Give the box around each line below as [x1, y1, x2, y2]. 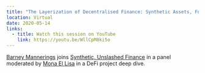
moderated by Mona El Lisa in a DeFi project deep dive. [6, 60, 145, 67]
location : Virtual [6, 14, 53, 21]
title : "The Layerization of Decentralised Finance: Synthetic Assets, [6, 8, 192, 15]
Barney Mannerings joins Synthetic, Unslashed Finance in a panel [6, 54, 171, 60]
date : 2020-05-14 [6, 20, 51, 26]
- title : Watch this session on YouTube [12, 31, 116, 37]
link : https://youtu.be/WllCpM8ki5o [17, 37, 111, 43]
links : [6, 25, 23, 32]
